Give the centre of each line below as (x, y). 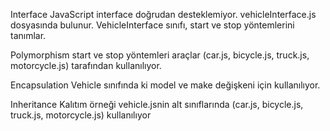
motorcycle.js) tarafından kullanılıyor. (86, 65)
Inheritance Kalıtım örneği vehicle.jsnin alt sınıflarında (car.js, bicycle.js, (157, 104)
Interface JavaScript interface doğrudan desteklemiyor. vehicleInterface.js (163, 14)
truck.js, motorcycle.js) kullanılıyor (81, 115)
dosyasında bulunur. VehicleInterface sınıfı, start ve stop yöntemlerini (152, 25)
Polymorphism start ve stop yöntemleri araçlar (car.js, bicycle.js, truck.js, (160, 55)
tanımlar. (28, 35)
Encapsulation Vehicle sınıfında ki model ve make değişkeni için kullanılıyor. (165, 85)
